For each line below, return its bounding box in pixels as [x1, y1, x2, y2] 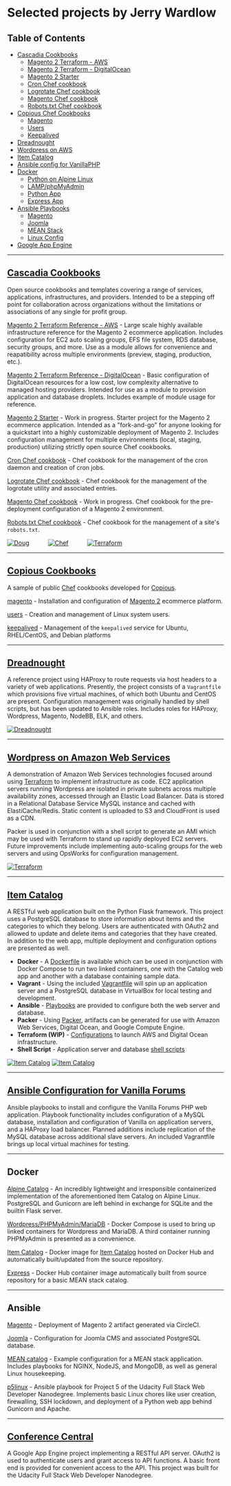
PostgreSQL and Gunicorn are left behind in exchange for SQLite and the [7, 1199, 213, 1207]
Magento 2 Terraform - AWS [27, 58, 108, 66]
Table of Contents [7, 32, 86, 44]
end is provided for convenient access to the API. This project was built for [7, 1464, 219, 1472]
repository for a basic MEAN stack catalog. [7, 1276, 129, 1284]
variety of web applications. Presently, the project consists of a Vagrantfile [7, 683, 221, 691]
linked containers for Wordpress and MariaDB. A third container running [7, 1227, 210, 1235]
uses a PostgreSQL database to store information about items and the [7, 915, 205, 923]
